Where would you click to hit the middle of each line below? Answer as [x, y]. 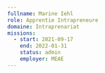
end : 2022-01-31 [44, 46]
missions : [22, 33]
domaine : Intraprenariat [43, 26]
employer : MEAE [42, 59]
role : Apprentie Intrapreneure [53, 20]
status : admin [40, 53]
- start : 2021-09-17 [43, 40]
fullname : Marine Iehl [40, 14]
